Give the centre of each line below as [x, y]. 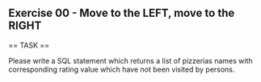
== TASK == [29, 45]
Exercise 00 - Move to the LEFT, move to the [122, 13]
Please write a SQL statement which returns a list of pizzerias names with [130, 60]
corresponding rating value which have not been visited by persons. [122, 69]
